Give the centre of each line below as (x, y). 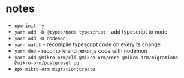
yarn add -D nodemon (40, 38)
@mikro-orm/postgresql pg (46, 63)
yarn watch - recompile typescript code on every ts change (88, 44)
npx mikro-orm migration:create (55, 69)
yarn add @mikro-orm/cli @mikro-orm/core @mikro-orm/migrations (96, 58)
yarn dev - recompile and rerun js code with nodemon (81, 50)
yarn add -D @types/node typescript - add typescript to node (91, 31)
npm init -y (29, 26)
